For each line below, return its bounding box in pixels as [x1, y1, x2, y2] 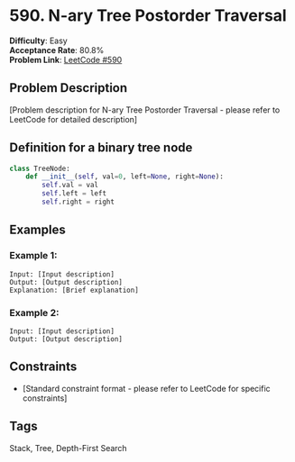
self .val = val [41, 181, 99, 190]
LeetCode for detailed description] [9, 113, 138, 124]
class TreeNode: [9, 164, 70, 173]
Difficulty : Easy [9, 35, 68, 46]
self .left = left [41, 189, 106, 198]
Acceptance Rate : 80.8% [9, 44, 105, 55]
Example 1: [9, 249, 58, 262]
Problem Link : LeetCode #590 [9, 54, 123, 65]
